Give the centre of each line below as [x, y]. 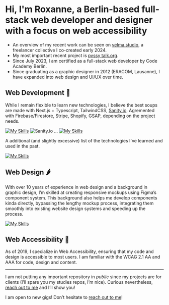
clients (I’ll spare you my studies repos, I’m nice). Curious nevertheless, [79, 282]
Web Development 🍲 [38, 93]
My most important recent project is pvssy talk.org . [65, 55]
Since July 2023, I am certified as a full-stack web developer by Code [85, 61]
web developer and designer [92, 20]
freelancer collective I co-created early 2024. [60, 50]
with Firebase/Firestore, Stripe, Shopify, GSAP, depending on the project [80, 116]
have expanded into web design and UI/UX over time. [68, 77]
